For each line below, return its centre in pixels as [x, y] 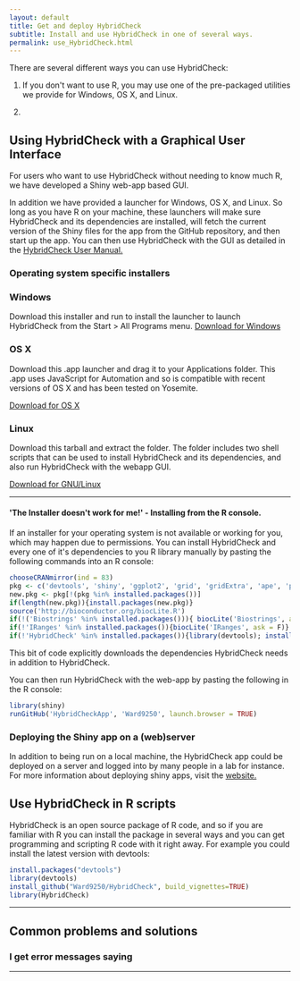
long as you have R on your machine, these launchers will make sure [135, 212]
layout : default [39, 17]
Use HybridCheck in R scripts [93, 803]
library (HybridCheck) [50, 895]
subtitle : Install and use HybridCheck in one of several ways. [131, 34]
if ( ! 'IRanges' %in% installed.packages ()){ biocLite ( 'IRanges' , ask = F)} [150, 628]
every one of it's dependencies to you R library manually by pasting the [141, 552]
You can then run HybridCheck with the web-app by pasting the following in [149, 680]
